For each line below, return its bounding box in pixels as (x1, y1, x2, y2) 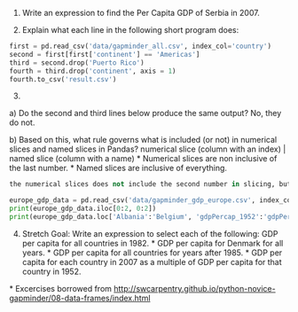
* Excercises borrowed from (9, 283, 113, 293)
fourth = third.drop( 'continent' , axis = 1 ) (9, 66, 176, 75)
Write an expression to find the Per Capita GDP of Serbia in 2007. (21, 8, 260, 18)
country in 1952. (21, 266, 82, 277)
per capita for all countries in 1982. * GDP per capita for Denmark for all (21, 238, 284, 248)
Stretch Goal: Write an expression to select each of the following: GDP (21, 228, 278, 238)
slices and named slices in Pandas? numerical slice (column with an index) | (9, 144, 286, 154)
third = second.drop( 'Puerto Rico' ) (9, 58, 145, 67)
